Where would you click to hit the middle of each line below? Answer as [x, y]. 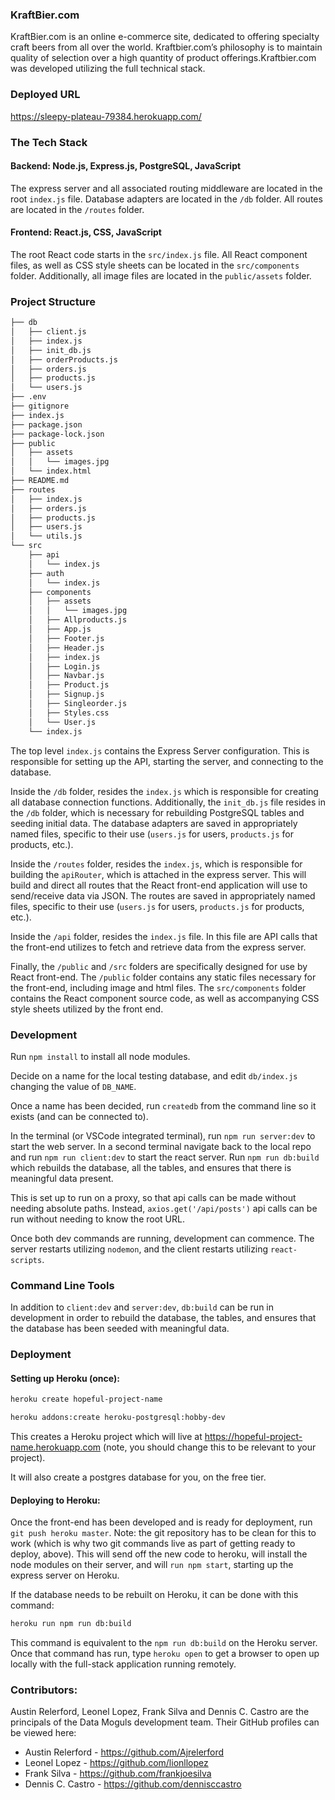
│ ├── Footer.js [66, 638]
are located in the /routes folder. [77, 209]
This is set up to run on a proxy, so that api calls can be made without [153, 1197]
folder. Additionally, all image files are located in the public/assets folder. [161, 275]
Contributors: [44, 1690]
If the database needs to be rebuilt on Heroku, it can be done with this [154, 1595]
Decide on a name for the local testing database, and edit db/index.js [154, 1075]
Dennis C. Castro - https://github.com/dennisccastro [133, 1784]
